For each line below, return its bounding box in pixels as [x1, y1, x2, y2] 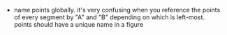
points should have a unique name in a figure [13, 21, 144, 28]
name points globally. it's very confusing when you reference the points [13, 6, 221, 14]
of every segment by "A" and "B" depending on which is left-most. [13, 13, 205, 21]
